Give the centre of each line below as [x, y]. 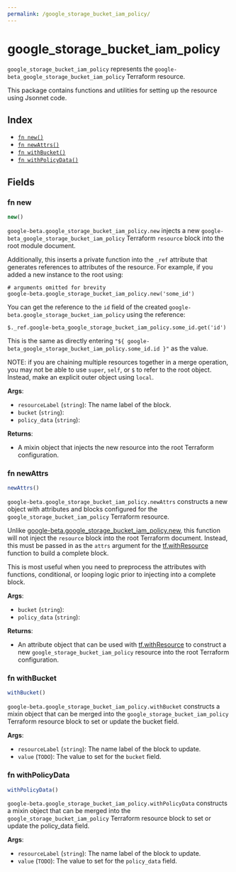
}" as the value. [185, 348]
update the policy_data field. [49, 826]
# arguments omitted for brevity [57, 287]
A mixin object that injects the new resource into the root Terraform [116, 447]
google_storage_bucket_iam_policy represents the [80, 69]
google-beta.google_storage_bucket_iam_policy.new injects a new [103, 230]
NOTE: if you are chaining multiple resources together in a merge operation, [118, 362]
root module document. [41, 245]
